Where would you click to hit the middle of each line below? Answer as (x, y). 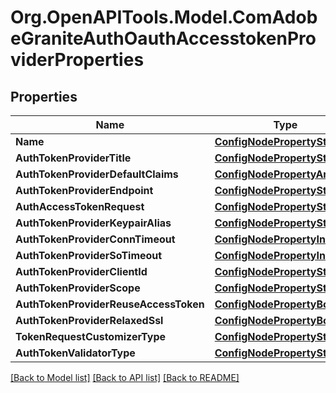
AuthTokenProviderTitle (73, 158)
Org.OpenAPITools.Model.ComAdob (164, 17)
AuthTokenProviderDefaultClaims (97, 174)
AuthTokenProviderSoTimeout (89, 255)
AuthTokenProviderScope (78, 288)
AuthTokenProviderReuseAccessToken (110, 304)
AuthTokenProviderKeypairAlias (93, 223)
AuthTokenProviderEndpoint (84, 190)
